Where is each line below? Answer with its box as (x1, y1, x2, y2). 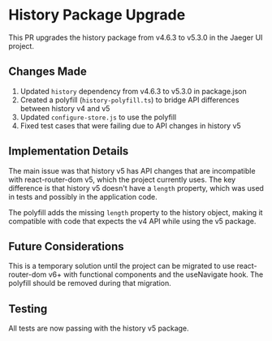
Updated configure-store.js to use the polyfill (19, 112, 177, 122)
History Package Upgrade (8, 6, 186, 24)
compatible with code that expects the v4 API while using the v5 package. (8, 216, 257, 226)
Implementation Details (8, 145, 129, 158)
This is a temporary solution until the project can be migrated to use (8, 261, 235, 271)
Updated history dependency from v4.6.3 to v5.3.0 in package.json (19, 86, 248, 96)
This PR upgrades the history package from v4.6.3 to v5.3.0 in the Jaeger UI (8, 32, 263, 42)
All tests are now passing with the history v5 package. (8, 323, 189, 334)
